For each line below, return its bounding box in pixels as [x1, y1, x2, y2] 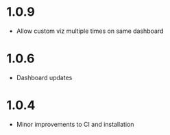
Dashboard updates [16, 73, 73, 82]
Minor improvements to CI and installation [16, 120, 134, 128]
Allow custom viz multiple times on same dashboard [16, 27, 164, 35]
